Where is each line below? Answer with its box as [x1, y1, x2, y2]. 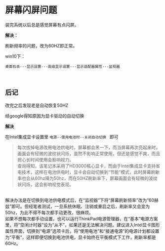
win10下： [5, 53, 26, 59]
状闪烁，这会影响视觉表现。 [17, 181, 74, 187]
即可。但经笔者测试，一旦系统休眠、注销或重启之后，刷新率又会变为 [11, 203, 150, 209]
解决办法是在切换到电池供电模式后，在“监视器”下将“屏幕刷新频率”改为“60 [5, 197, 155, 203]
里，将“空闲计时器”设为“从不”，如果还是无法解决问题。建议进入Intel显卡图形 [5, 222, 160, 228]
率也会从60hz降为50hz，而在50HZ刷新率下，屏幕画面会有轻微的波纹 [17, 175, 158, 181]
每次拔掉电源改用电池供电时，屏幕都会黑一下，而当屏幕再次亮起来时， [17, 144, 161, 150]
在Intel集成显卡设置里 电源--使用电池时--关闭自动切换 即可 [5, 134, 119, 140]
